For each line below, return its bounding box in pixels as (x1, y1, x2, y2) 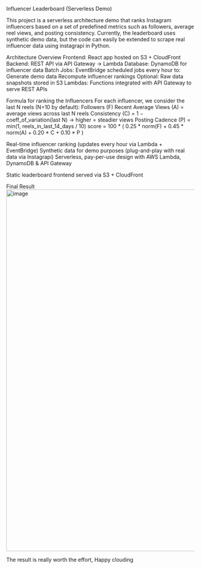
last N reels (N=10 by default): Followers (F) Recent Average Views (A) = (6, 104, 184, 110)
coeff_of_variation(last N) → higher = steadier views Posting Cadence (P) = (6, 116, 191, 123)
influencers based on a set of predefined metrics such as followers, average (6, 23, 194, 30)
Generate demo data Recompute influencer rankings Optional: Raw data (6, 73, 184, 80)
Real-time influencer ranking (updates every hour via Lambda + (6, 141, 163, 147)
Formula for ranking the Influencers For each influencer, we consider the (6, 97, 185, 104)
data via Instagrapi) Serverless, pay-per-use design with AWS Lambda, (6, 153, 181, 161)
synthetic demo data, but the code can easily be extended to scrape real (6, 36, 185, 43)
